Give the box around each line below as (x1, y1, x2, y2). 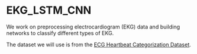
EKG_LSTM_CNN (6, 4, 92, 17)
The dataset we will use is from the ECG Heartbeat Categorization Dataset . (6, 41, 191, 48)
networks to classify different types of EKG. (6, 29, 114, 36)
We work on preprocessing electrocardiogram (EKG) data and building (6, 23, 180, 30)
